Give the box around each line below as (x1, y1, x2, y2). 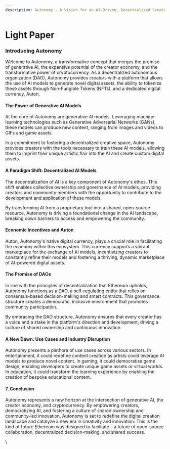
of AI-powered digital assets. (5, 259, 66, 265)
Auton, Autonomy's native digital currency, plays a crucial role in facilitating (5, 238, 162, 244)
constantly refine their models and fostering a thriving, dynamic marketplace (5, 254, 165, 260)
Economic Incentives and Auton (5, 227, 74, 233)
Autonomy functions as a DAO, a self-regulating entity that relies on (5, 288, 146, 294)
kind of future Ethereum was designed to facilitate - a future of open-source (5, 424, 164, 430)
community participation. (5, 304, 58, 310)
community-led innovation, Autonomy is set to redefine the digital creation (5, 413, 160, 419)
